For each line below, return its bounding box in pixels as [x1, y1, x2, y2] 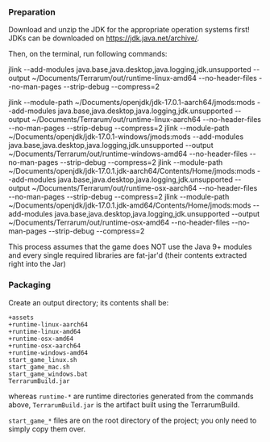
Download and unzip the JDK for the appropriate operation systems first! [8, 25, 250, 35]
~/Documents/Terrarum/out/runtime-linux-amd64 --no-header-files [31, 74, 258, 83]
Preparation [8, 6, 56, 18]
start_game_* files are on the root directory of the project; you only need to [8, 415, 257, 425]
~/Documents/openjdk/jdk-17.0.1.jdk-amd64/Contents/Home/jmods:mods [8, 200, 251, 210]
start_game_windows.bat [8, 370, 89, 378]
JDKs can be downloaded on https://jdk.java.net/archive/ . [8, 33, 200, 43]
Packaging [8, 280, 51, 291]
